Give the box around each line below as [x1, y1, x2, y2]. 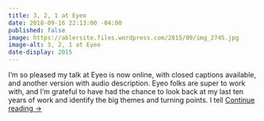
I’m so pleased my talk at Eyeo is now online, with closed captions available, [8, 70, 257, 79]
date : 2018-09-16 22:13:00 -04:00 [8, 19, 123, 27]
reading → [8, 104, 42, 113]
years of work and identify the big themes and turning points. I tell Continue [8, 96, 255, 104]
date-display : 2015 [8, 48, 73, 56]
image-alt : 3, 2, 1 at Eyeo [8, 41, 101, 49]
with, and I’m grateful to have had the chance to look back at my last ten [8, 87, 244, 96]
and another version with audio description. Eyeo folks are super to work [8, 78, 246, 88]
